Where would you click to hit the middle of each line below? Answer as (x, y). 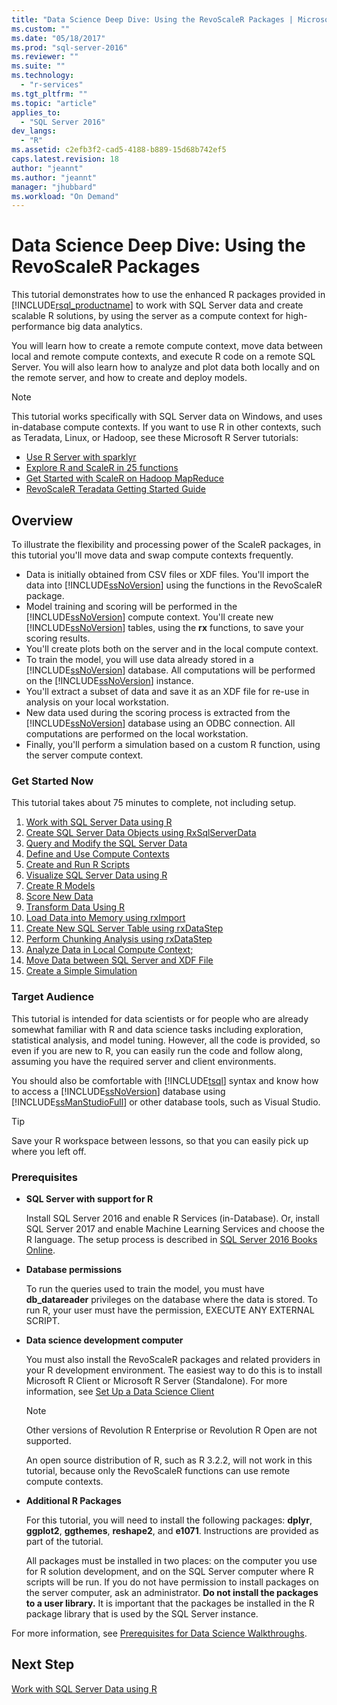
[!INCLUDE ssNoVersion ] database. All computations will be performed (170, 670)
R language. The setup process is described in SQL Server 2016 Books (171, 1239)
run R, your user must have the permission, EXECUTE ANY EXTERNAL (170, 1310)
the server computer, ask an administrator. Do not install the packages (172, 1592)
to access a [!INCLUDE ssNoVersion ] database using (118, 1091)
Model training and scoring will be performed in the (131, 606)
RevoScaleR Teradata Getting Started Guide (115, 489)
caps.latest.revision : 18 (65, 159)
